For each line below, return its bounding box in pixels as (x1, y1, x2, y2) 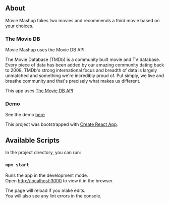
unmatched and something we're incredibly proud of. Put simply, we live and (5, 73, 164, 79)
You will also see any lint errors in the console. (5, 192, 102, 198)
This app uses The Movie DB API (5, 88, 74, 94)
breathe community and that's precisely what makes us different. (5, 78, 141, 84)
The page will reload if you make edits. (5, 187, 86, 193)
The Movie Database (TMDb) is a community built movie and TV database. (5, 56, 160, 62)
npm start (5, 162, 29, 168)
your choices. (5, 23, 34, 29)
